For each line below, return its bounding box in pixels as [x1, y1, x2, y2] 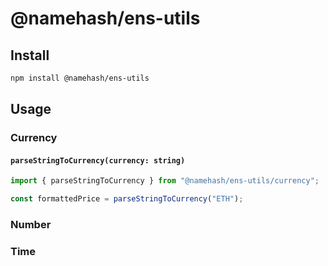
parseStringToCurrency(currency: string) [10, 155, 186, 166]
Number [10, 218, 52, 232]
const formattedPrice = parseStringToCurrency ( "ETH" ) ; [10, 194, 244, 204]
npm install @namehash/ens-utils [10, 73, 150, 83]
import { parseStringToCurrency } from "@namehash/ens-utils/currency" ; [10, 176, 320, 186]
